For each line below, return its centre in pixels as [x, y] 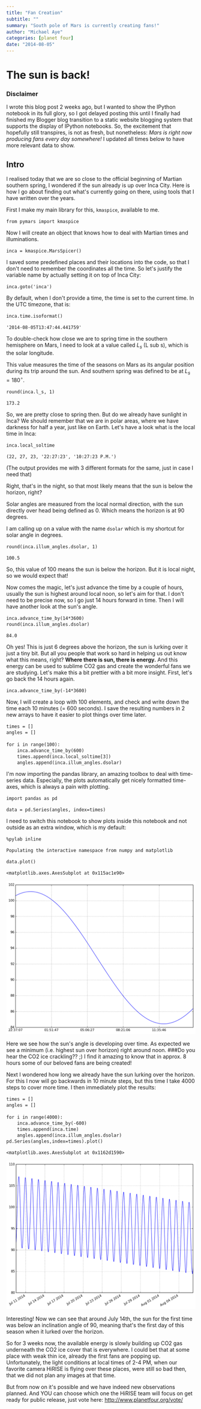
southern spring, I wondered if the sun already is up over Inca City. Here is [98, 185]
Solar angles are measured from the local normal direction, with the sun [95, 504]
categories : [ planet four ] [40, 38]
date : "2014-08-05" [31, 45]
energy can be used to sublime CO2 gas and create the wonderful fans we [98, 666]
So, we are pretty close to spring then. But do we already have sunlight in [97, 414]
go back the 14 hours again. [40, 679]
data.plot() [21, 862]
